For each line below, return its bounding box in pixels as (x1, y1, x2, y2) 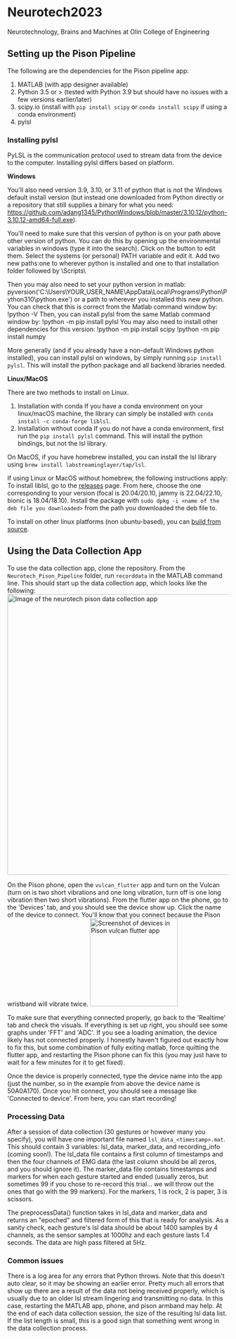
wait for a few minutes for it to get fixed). (7, 1058, 125, 1066)
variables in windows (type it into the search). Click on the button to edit (7, 244, 216, 253)
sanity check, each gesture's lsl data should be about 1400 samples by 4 (7, 1224, 218, 1232)
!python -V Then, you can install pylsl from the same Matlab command (7, 310, 211, 318)
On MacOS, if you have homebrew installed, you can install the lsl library (7, 453, 217, 461)
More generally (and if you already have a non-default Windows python (7, 346, 214, 355)
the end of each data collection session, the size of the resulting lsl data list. (7, 1309, 227, 1318)
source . (7, 525, 29, 533)
